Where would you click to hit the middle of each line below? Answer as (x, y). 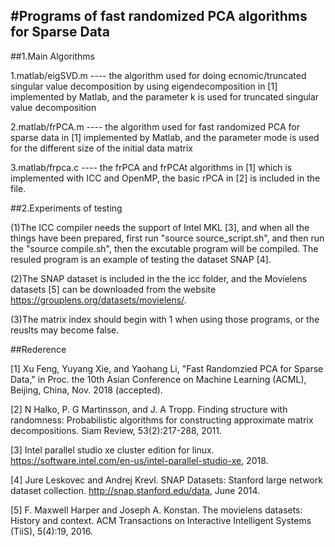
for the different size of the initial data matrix (101, 148)
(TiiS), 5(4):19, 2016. (51, 531)
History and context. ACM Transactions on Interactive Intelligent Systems (161, 520)
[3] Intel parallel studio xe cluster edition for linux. (112, 450)
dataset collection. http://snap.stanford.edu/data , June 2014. (135, 490)
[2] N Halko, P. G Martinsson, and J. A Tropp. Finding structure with (149, 409)
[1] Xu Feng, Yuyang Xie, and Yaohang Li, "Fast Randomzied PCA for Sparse (167, 368)
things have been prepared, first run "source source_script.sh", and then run (167, 238)
